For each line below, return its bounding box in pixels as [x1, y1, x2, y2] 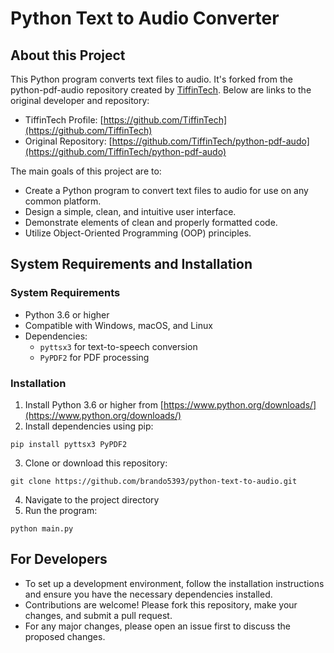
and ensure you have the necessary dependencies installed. [24, 588, 273, 600]
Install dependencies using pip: [24, 420, 154, 432]
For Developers [10, 551, 108, 568]
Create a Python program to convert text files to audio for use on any [24, 185, 309, 196]
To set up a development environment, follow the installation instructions [24, 577, 325, 589]
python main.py [10, 523, 74, 534]
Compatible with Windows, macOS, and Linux [24, 319, 213, 331]
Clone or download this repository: [24, 457, 168, 469]
